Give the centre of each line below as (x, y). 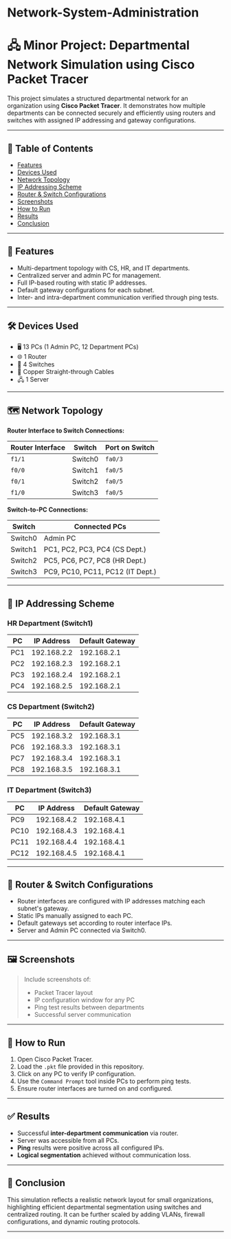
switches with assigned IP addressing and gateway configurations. (102, 120)
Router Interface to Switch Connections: (66, 430)
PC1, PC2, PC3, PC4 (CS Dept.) (95, 549)
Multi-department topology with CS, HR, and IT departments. (103, 268)
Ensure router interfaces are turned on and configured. (95, 1088)
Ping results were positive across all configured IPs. (90, 1148)
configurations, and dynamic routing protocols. (74, 1221)
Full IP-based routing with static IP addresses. (82, 283)
